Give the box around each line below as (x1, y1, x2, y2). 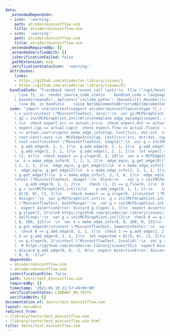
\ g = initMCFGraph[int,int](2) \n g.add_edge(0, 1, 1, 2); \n (14, 186, 153, 192)
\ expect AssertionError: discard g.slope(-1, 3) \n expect (14, 205, 146, 210)
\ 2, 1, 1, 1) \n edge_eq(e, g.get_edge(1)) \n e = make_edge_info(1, (14, 163, 166, 168)
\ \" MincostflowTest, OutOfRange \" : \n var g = (14, 201, 116, 206)
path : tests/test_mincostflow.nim (10, 276, 82, 281)
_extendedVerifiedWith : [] (10, 50, 67, 55)
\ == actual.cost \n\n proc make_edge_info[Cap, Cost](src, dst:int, (14, 130, 159, 135)
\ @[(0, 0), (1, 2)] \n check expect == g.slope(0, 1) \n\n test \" (14, 191, 162, 196)
